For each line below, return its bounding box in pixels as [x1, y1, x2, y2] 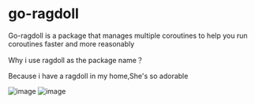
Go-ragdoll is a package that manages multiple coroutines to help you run [8, 31, 248, 40]
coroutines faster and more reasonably [8, 39, 135, 48]
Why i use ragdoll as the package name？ [8, 55, 144, 65]
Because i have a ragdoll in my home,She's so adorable [8, 71, 189, 80]
